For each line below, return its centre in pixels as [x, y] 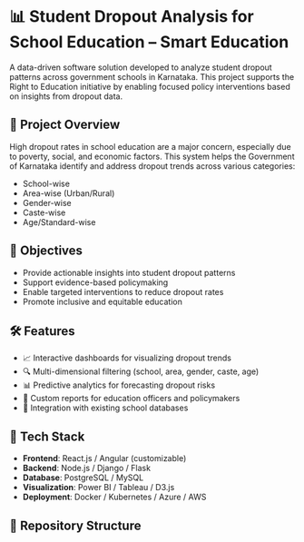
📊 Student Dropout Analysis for [132, 17]
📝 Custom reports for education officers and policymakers [131, 399]
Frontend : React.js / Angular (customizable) [104, 458]
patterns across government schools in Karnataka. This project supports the [152, 76]
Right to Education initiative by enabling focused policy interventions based [150, 86]
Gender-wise [47, 202]
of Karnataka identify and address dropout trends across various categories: [152, 166]
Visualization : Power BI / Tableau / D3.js [98, 488]
